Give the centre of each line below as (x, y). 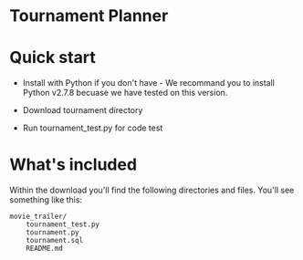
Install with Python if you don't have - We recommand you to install (149, 83)
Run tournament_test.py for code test (93, 128)
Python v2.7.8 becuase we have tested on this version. (125, 93)
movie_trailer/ (38, 217)
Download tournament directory (83, 110)
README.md (45, 249)
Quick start (52, 58)
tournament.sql (55, 241)
